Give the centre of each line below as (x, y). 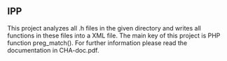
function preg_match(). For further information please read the (97, 43)
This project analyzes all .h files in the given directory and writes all (104, 28)
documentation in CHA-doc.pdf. (53, 50)
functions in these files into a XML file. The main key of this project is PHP (114, 35)
